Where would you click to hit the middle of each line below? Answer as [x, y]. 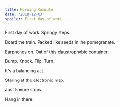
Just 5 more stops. [24, 90]
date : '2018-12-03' [25, 14]
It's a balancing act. [25, 71]
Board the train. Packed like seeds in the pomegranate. [60, 42]
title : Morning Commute [29, 10]
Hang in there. [19, 99]
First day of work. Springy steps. [38, 33]
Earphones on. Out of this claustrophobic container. [57, 52]
